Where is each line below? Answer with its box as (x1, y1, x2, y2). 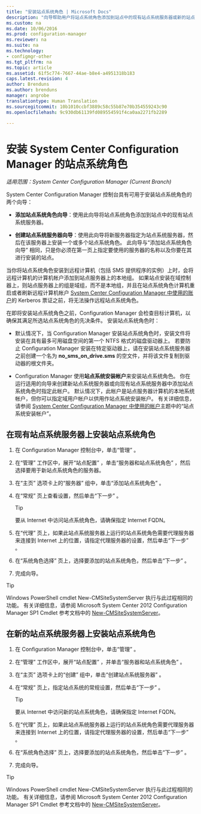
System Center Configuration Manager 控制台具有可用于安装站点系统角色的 (6, 191, 193, 198)
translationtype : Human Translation (6, 98, 98, 104)
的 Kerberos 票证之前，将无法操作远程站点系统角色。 (11, 297, 142, 304)
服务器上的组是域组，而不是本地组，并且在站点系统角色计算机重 (37, 282, 195, 289)
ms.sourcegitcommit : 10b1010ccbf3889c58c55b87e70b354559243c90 (6, 103, 167, 110)
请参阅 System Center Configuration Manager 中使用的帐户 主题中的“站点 (14, 403, 194, 410)
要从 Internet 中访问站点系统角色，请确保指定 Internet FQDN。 (14, 517, 169, 524)
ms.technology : (6, 48, 44, 54)
